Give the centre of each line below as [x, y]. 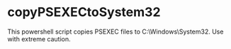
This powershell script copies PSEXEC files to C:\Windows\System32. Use [115, 31]
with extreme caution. [39, 38]
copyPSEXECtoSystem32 [84, 12]
